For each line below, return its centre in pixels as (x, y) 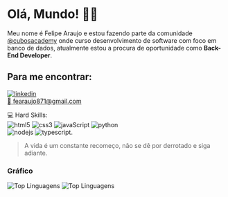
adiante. (36, 153)
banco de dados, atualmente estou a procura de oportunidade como (105, 48)
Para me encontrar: (50, 77)
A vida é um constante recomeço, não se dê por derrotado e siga (117, 145)
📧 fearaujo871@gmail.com (44, 101)
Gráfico (20, 171)
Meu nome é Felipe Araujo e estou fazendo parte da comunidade (100, 33)
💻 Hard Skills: (27, 115)
